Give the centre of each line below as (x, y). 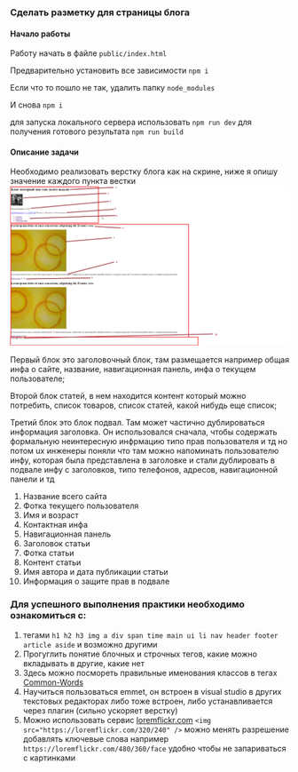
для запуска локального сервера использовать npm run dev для (131, 123)
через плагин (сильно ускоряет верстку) (100, 710)
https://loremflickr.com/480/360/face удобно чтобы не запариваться (154, 748)
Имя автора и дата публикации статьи (95, 572)
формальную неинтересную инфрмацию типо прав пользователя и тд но (149, 442)
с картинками (49, 758)
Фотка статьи (48, 553)
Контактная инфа (55, 525)
